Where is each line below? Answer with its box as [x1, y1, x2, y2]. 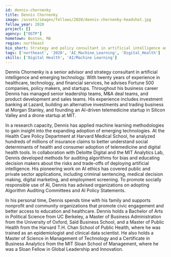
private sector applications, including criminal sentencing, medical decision [5, 171, 163, 177]
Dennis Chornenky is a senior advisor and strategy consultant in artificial [5, 69, 158, 75]
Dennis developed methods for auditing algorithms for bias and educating [5, 155, 160, 161]
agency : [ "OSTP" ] [5, 31, 42, 36]
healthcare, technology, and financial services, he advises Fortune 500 [5, 80, 154, 86]
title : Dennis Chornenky [5, 12, 58, 17]
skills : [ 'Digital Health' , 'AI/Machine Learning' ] [5, 55, 117, 60]
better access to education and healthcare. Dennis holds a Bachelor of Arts [5, 208, 163, 215]
